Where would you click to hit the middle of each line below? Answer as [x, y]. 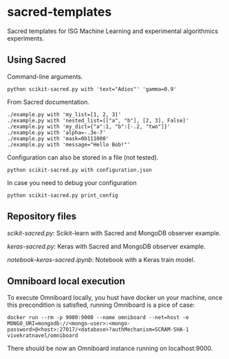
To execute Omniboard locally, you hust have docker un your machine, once [115, 298]
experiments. [26, 38]
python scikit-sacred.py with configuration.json [80, 170]
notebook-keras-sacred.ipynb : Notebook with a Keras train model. [101, 259]
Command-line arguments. [45, 76]
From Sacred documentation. [48, 102]
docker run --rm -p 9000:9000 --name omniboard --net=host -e [98, 318]
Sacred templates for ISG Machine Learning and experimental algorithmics [113, 31]
